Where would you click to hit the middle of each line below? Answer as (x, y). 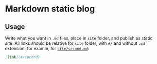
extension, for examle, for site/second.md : (47, 48)
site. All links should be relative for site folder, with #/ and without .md (75, 43)
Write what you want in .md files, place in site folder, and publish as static (79, 38)
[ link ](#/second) (23, 57)
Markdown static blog (50, 9)
